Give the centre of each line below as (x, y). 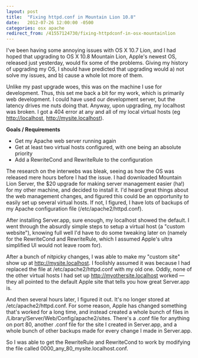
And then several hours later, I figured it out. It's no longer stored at (88, 300)
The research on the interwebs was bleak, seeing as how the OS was (90, 171)
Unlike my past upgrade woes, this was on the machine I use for (84, 87)
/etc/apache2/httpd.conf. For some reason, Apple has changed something (97, 306)
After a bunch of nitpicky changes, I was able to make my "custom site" (93, 257)
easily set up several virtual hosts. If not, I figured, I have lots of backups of (98, 203)
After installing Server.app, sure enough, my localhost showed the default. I (98, 220)
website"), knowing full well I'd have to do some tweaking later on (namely (97, 233)
